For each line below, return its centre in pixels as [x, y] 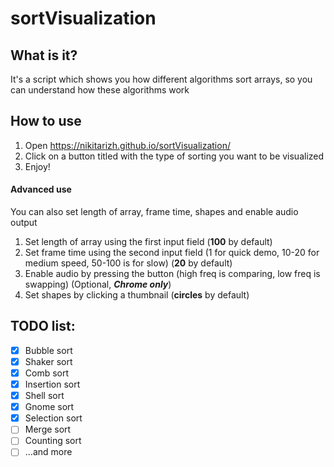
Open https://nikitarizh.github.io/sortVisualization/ [127, 145]
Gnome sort [49, 407]
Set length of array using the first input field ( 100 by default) [148, 242]
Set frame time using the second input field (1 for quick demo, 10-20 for [172, 253]
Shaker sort [48, 361]
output [24, 223]
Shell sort [44, 396]
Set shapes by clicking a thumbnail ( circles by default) [137, 295]
